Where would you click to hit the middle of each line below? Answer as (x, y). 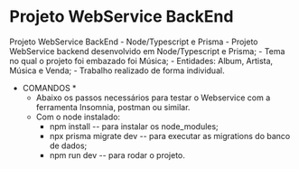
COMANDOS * (49, 88)
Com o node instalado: (78, 117)
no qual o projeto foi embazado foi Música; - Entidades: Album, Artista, (141, 61)
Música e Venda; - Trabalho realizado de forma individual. (117, 70)
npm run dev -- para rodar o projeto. (117, 155)
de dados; (68, 146)
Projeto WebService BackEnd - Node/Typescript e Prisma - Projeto (134, 42)
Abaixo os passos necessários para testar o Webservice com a (153, 98)
